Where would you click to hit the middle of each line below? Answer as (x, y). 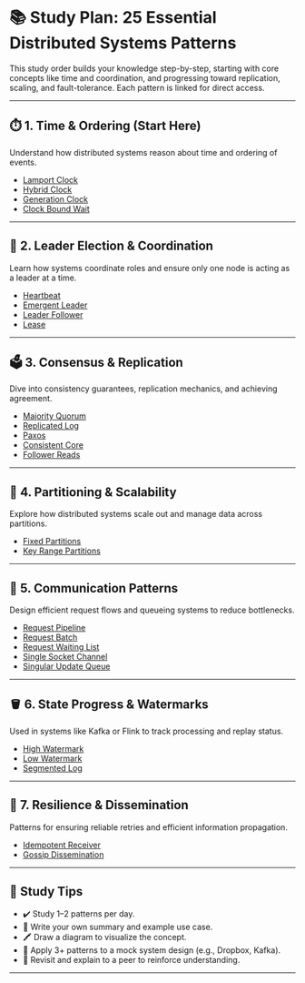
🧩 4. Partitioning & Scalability (93, 492)
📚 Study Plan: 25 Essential (113, 18)
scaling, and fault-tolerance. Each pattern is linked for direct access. (137, 87)
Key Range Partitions (62, 551)
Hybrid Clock (47, 189)
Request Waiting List (61, 647)
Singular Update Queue (66, 666)
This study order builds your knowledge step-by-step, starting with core (144, 68)
